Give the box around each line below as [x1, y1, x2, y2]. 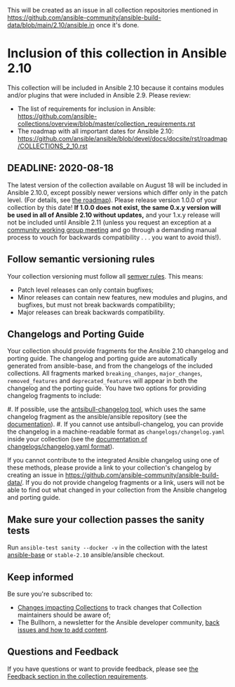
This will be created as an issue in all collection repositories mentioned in [7, 6, 219, 14]
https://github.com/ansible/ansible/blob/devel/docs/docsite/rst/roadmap [17, 134, 228, 142]
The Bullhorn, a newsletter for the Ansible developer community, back [17, 618, 220, 627]
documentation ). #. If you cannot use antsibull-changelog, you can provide [7, 420, 224, 429]
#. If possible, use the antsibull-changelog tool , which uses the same [7, 405, 206, 413]
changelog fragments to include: [7, 392, 102, 400]
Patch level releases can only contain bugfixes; [17, 286, 154, 294]
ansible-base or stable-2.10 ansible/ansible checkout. [7, 551, 165, 559]
